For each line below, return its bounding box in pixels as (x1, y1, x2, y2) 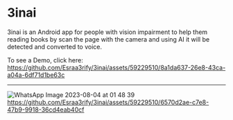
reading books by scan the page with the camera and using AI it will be (7, 35, 210, 43)
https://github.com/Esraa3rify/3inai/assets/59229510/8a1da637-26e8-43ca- (7, 63, 226, 71)
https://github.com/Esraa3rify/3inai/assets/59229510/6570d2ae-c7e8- (7, 98, 209, 106)
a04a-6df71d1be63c (7, 71, 65, 79)
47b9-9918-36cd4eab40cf (7, 105, 85, 114)
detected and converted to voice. (7, 42, 103, 51)
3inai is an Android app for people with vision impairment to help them (7, 28, 208, 36)
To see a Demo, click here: (7, 55, 83, 64)
